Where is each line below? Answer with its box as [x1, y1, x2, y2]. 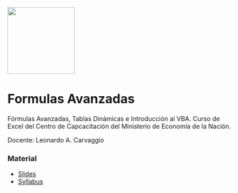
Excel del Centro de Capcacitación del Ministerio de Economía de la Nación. [7, 122, 231, 130]
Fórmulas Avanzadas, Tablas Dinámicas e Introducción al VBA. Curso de [7, 114, 220, 122]
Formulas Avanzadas [7, 91, 135, 107]
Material [7, 153, 37, 163]
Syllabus [17, 177, 44, 186]
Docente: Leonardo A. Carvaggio [7, 135, 104, 144]
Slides [17, 169, 36, 178]
